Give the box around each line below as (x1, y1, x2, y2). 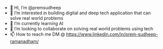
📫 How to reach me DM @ (9, 31, 65, 37)
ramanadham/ (9, 39, 39, 44)
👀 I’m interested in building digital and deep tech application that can (9, 10, 151, 16)
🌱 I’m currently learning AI (9, 20, 64, 26)
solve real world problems (9, 15, 64, 21)
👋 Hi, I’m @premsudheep (9, 5, 61, 10)
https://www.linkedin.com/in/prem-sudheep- (66, 31, 158, 37)
